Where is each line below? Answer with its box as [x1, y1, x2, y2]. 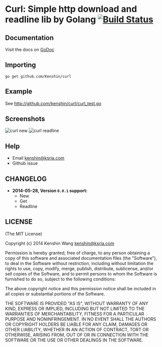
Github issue [12, 160, 38, 166]
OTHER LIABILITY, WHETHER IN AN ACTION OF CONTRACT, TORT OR [5, 326, 149, 332]
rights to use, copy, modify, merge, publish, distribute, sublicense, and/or [5, 265, 154, 272]
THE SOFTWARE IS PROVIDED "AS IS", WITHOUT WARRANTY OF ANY [5, 300, 149, 306]
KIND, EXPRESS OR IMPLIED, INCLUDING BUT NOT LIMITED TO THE [5, 306, 145, 312]
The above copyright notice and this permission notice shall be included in [5, 285, 156, 291]
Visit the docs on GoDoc [5, 47, 55, 52]
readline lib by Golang [5, 14, 96, 25]
